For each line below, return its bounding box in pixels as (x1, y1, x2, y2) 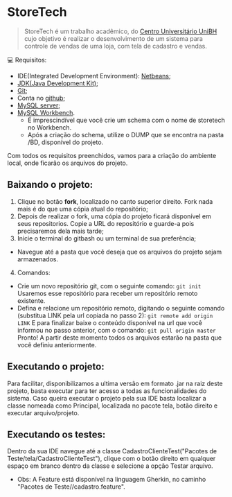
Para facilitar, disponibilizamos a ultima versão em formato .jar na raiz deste (7, 379, 223, 387)
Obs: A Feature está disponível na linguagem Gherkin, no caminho (17, 476, 206, 484)
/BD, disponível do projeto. (27, 138, 104, 146)
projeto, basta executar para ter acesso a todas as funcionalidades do (7, 386, 207, 395)
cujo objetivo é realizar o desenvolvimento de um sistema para (24, 34, 203, 42)
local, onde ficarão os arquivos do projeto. (7, 159, 128, 167)
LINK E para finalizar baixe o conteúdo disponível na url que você (17, 318, 203, 326)
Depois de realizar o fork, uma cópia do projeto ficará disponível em (17, 212, 211, 220)
